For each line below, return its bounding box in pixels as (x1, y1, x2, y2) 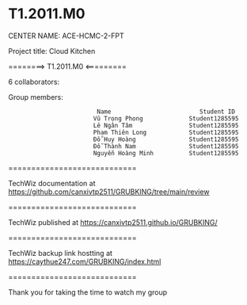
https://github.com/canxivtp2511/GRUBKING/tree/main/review (8, 187, 210, 196)
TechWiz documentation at (8, 178, 96, 188)
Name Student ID (96, 108, 236, 116)
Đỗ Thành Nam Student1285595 (93, 142, 239, 151)
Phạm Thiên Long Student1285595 (93, 128, 239, 136)
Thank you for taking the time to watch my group (8, 287, 168, 297)
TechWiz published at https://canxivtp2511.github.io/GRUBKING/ (8, 217, 218, 227)
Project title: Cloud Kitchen (8, 46, 96, 55)
